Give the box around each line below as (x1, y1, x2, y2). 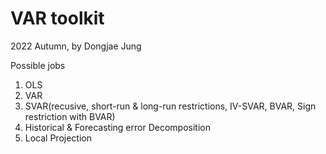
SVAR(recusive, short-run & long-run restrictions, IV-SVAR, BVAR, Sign (24, 100, 317, 112)
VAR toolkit (10, 7, 105, 30)
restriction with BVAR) (24, 110, 116, 122)
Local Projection (24, 132, 92, 144)
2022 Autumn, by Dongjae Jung (10, 40, 142, 52)
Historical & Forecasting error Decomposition (24, 121, 211, 133)
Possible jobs (10, 59, 66, 71)
